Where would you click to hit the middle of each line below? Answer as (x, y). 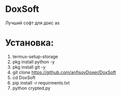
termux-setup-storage (35, 56)
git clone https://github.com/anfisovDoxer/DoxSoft (64, 72)
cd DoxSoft (24, 77)
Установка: (29, 43)
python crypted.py (31, 88)
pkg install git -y (29, 67)
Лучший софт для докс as (32, 23)
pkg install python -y (33, 62)
